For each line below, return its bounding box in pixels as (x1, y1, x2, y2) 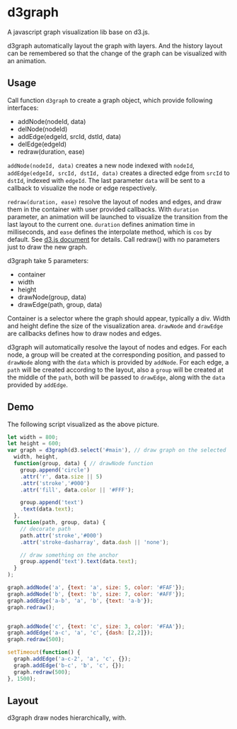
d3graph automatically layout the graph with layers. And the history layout (7, 41, 223, 50)
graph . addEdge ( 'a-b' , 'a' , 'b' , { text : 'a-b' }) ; (7, 597, 154, 604)
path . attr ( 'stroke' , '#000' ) (20, 532, 103, 539)
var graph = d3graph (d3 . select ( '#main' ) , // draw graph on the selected (7, 447, 226, 454)
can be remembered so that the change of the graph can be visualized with (7, 49, 227, 57)
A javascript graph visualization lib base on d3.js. (7, 28, 150, 36)
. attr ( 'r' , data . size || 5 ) (20, 473, 103, 480)
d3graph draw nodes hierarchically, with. (7, 713, 127, 722)
